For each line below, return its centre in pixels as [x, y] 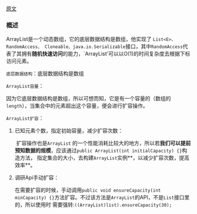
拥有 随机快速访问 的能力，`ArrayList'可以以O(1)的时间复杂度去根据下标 [106, 54]
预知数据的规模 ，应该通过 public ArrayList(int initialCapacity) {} [98, 151]
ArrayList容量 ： [25, 86]
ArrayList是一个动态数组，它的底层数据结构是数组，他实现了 [79, 39]
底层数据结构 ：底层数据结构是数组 [45, 74]
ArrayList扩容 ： [25, 118]
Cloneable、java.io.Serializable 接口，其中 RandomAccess [114, 46]
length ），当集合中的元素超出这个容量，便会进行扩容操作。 [77, 106]
